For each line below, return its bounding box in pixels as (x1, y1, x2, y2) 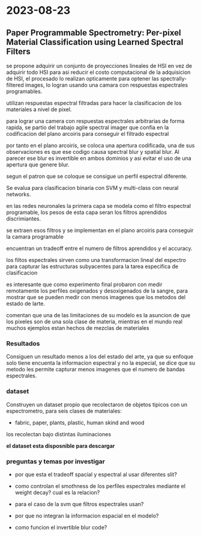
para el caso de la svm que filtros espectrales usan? (14, 500, 144, 508)
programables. (6, 88, 43, 95)
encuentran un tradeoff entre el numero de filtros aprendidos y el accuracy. (6, 245, 193, 252)
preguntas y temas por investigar (6, 457, 105, 466)
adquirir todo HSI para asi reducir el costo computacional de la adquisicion (6, 69, 191, 76)
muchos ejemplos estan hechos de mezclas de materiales (6, 324, 149, 331)
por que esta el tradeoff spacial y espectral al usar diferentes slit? (14, 471, 177, 478)
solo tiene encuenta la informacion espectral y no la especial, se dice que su (6, 359, 196, 367)
